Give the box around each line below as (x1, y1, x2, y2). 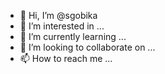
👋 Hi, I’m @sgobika (19, 10, 98, 21)
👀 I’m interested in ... (19, 20, 105, 32)
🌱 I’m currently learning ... (19, 31, 127, 42)
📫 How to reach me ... (19, 53, 113, 64)
